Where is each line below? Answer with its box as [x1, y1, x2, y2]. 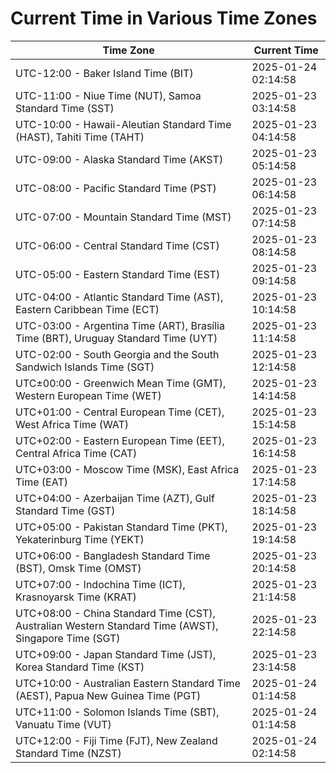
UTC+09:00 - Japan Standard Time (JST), [15, 647, 217, 661]
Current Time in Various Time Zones [10, 7, 318, 30]
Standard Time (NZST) [15, 746, 122, 760]
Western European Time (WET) [15, 388, 162, 402]
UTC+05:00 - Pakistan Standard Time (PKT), [15, 520, 228, 534]
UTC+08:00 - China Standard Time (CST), [15, 606, 216, 620]
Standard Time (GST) [15, 503, 116, 517]
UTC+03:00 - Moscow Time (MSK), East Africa [15, 462, 240, 476]
